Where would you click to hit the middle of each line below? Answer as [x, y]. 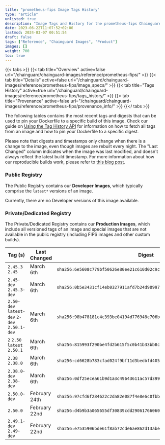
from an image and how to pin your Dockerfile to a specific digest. [72, 132]
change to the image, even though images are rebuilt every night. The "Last [82, 147]
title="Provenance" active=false [37, 101]
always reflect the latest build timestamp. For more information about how [80, 157]
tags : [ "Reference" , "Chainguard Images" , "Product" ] [61, 42]
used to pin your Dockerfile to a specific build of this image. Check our [77, 121]
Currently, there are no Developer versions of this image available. [72, 200]
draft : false [18, 37]
